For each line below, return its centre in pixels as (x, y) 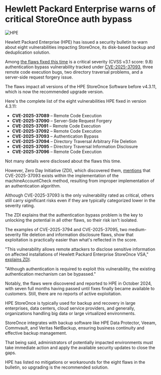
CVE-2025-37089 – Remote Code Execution (57, 115)
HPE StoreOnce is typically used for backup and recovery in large (70, 303)
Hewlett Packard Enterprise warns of (80, 9)
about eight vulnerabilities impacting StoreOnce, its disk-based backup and (80, 47)
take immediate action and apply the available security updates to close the (80, 347)
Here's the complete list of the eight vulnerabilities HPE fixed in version (76, 101)
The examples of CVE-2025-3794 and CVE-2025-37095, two (66, 229)
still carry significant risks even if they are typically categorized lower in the (80, 200)
